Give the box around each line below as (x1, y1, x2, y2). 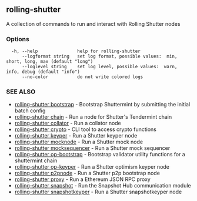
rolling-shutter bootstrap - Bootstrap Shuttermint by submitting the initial (14, 101, 191, 108)
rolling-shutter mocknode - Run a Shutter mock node (14, 138, 143, 146)
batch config (14, 107, 46, 114)
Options (6, 35, 29, 43)
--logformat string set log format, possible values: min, (21, 53, 178, 59)
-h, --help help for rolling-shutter (11, 48, 141, 55)
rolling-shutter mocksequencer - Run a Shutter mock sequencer (14, 145, 171, 152)
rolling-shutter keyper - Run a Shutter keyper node (14, 132, 138, 139)
